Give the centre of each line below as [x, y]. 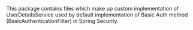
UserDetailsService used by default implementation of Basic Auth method [97, 15]
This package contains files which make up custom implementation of [93, 9]
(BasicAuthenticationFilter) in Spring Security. [62, 21]
